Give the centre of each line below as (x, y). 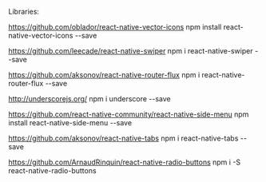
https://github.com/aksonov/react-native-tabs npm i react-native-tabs (123, 138)
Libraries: (24, 12)
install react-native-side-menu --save (70, 123)
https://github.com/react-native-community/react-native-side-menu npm (129, 114)
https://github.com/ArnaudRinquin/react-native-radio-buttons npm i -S (125, 162)
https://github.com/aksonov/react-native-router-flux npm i (104, 75)
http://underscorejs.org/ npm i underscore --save (90, 99)
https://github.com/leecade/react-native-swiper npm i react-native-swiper (131, 51)
